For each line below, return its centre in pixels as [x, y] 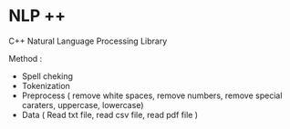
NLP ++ [37, 16]
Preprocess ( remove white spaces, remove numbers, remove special [152, 95]
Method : [26, 58]
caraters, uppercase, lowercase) [83, 104]
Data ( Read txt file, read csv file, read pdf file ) [109, 114]
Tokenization [46, 85]
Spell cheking [47, 76]
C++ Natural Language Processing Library [88, 41]
